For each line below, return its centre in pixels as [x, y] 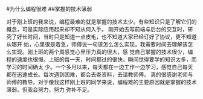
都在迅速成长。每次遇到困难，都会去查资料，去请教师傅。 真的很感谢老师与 [100, 75]
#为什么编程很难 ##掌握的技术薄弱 [49, 9]
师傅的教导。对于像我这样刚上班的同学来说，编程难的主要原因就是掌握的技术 [101, 82]
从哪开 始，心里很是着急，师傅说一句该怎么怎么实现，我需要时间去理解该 [97, 44]
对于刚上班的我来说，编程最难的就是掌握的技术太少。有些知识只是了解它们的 [101, 22]
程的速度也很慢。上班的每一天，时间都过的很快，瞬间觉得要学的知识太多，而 [101, 59]
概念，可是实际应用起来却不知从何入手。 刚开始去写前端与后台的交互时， [97, 29]
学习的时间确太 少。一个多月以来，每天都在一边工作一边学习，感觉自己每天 [100, 67]
